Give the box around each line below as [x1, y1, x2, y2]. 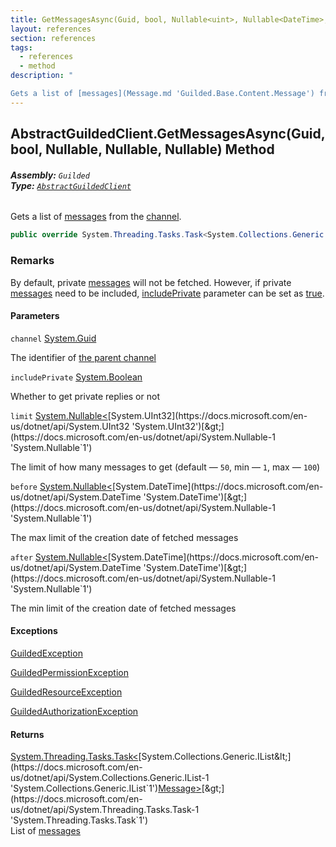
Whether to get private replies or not [10, 390, 160, 402]
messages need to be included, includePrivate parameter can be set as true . [10, 287, 325, 299]
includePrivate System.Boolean [10, 371, 143, 383]
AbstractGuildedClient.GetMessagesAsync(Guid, [10, 126, 326, 143]
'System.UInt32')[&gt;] [131, 420, 225, 432]
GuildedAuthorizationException [10, 705, 139, 717]
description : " [10, 71, 74, 81]
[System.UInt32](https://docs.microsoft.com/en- [107, 409, 308, 421]
